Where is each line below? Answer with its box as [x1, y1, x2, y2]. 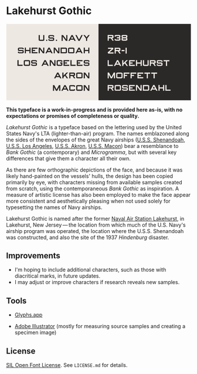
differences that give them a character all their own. [6, 154, 131, 162]
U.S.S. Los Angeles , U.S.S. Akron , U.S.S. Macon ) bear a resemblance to [6, 142, 179, 149]
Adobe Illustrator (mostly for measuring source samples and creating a [14, 323, 186, 330]
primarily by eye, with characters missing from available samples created [6, 178, 183, 186]
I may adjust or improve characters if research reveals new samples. [14, 279, 180, 286]
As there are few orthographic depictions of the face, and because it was [6, 166, 183, 173]
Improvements [6, 251, 60, 261]
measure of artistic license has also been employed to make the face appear [6, 191, 191, 198]
